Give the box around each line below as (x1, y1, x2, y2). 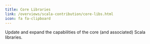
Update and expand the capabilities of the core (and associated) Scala (5, 29, 146, 35)
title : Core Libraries (5, 7, 51, 12)
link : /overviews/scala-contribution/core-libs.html (5, 12, 114, 16)
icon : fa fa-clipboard (5, 16, 51, 21)
